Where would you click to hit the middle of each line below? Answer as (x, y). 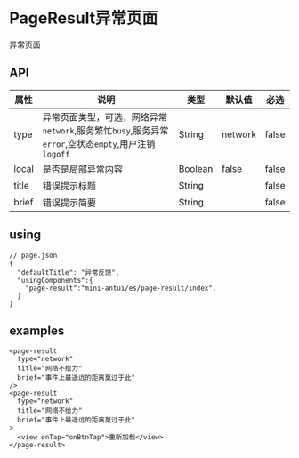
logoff (56, 154)
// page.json (33, 255)
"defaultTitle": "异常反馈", (69, 272)
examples (37, 330)
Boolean (196, 168)
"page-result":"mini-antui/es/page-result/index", (121, 288)
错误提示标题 (69, 186)
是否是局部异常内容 (82, 169)
